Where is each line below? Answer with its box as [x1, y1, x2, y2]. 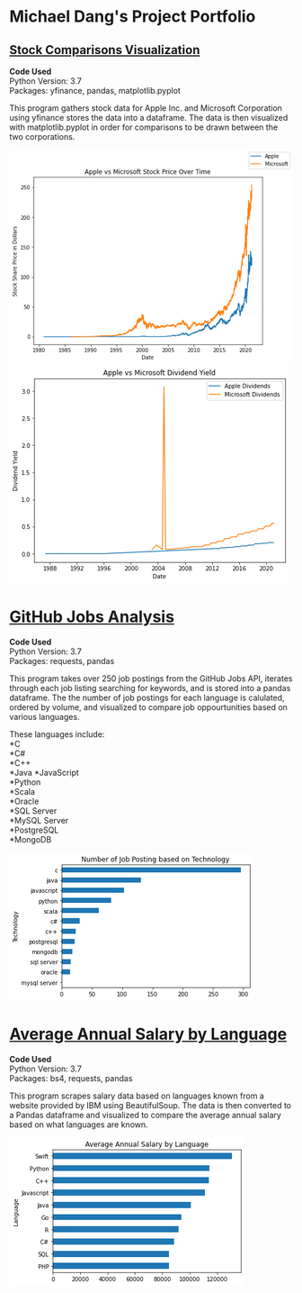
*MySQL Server [9, 815, 69, 825]
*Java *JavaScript [9, 767, 79, 778]
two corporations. [9, 132, 75, 141]
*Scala [9, 786, 36, 797]
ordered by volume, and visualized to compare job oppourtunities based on [9, 701, 288, 713]
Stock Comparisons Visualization [9, 42, 200, 58]
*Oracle [9, 796, 40, 806]
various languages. [9, 711, 80, 722]
